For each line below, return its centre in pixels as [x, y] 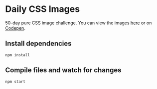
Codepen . [15, 28]
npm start [15, 82]
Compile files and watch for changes [63, 70]
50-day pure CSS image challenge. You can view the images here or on [78, 23]
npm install [17, 55]
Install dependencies [38, 44]
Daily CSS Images [43, 9]
